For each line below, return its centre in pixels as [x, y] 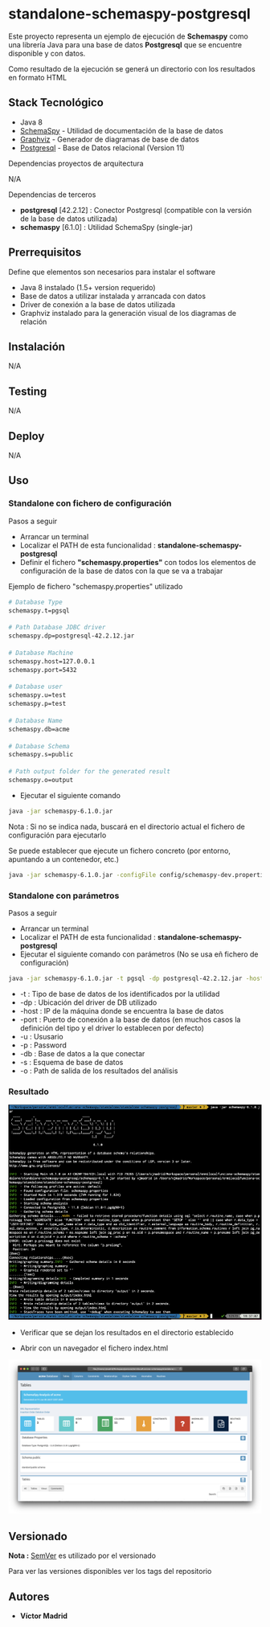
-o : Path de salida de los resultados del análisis [99, 1071]
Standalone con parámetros [64, 895]
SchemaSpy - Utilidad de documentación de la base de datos [121, 130]
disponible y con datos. [47, 53]
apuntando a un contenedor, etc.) [63, 859]
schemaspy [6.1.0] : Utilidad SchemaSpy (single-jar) [106, 227]
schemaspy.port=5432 [43, 670]
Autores [29, 1596]
